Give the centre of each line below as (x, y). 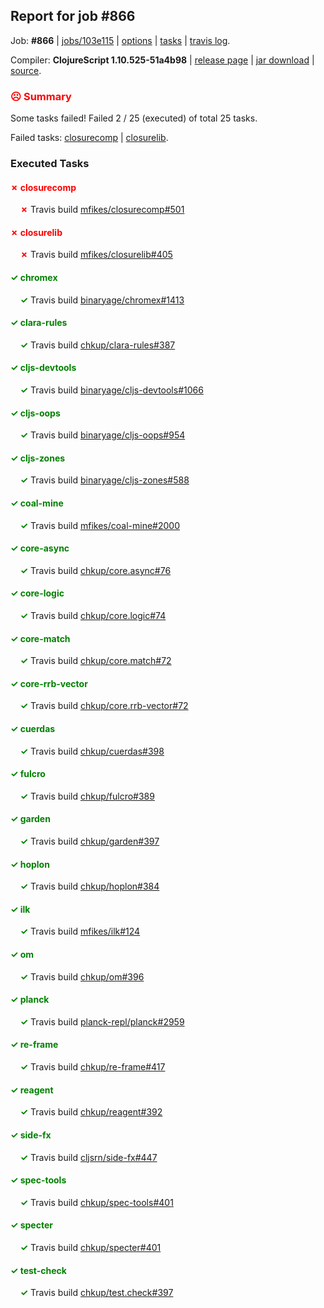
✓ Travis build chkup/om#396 (82, 976)
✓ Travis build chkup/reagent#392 (91, 1112)
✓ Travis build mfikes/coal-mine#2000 (99, 525)
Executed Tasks (50, 164)
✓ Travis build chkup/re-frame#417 (92, 1067)
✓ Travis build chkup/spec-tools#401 (96, 1202)
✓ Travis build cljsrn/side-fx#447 (88, 1157)
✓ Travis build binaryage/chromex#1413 (102, 300)
